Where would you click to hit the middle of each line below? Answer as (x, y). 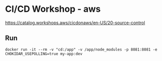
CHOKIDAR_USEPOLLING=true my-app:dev (44, 54)
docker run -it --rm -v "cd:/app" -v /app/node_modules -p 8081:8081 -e (81, 49)
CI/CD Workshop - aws (53, 9)
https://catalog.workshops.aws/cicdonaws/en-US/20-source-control (75, 23)
